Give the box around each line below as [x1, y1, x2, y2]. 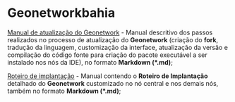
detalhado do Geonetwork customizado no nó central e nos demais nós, [7, 79, 219, 87]
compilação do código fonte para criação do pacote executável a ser [7, 51, 208, 59]
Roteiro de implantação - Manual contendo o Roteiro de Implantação [7, 72, 208, 80]
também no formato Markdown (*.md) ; [7, 87, 121, 95]
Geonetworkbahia [7, 5, 115, 21]
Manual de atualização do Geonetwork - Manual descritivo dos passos [7, 28, 213, 37]
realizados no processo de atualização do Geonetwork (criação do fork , [7, 35, 219, 44]
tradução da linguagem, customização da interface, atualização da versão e [7, 43, 228, 51]
